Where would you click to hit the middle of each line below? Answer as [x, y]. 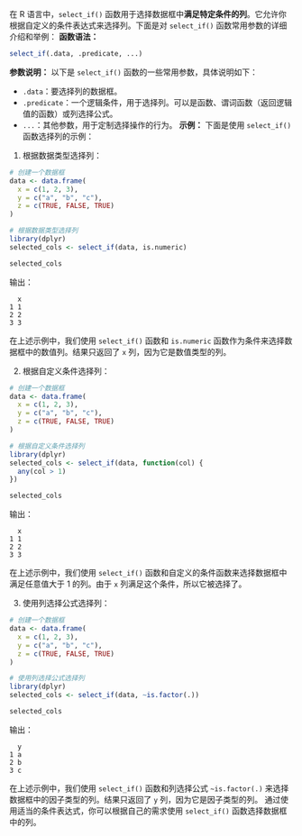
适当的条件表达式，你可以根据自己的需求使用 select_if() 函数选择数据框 [152, 811]
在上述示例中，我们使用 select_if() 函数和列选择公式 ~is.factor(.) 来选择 [149, 788]
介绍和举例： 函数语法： [54, 36]
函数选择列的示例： [58, 136]
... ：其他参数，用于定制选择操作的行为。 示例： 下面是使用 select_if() [156, 124]
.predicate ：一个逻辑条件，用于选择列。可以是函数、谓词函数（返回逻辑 [157, 102]
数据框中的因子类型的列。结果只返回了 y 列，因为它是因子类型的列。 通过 [145, 799]
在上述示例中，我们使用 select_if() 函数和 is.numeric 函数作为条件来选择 [147, 341]
